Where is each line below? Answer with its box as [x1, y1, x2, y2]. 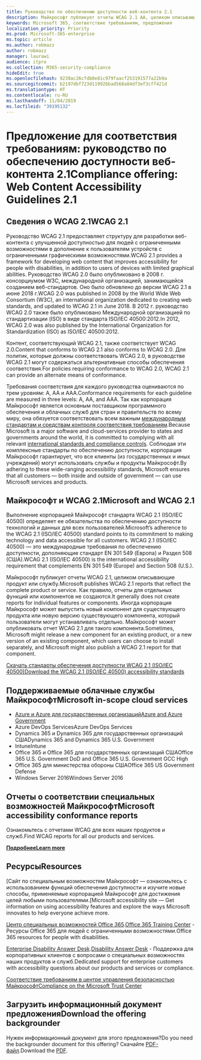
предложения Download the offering [6, 1009, 147, 1019]
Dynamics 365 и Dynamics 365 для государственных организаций [14, 730, 184, 737]
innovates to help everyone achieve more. [6, 909, 109, 916]
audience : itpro [6, 59, 47, 65]
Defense [14, 768, 36, 775]
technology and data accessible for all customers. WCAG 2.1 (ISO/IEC [6, 537, 177, 544]
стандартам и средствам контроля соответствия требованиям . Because [6, 421, 190, 428]
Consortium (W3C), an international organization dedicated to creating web [6, 296, 192, 303]
